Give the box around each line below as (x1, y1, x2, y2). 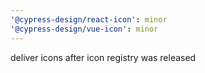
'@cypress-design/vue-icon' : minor (10, 24, 159, 34)
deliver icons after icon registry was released (10, 51, 197, 63)
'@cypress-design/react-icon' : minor (10, 14, 168, 25)
